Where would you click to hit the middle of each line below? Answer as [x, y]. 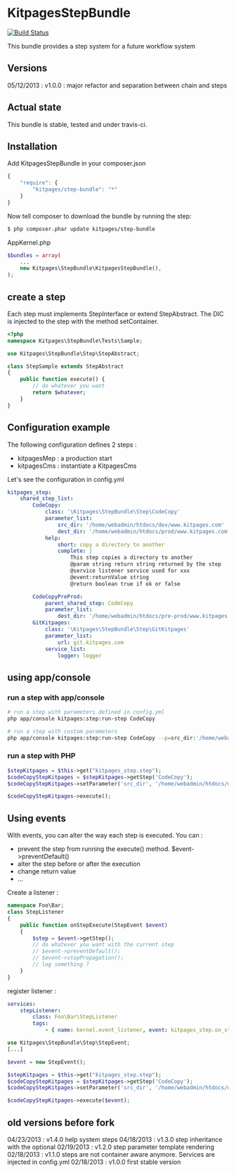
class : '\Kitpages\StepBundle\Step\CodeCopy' [112, 512]
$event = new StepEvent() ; [47, 1062]
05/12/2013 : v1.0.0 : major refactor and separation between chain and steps [117, 85]
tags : [41, 1024]
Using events [37, 818]
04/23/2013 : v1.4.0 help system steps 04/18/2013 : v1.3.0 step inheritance [115, 1139]
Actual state [34, 107]
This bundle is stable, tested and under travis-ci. [77, 124]
